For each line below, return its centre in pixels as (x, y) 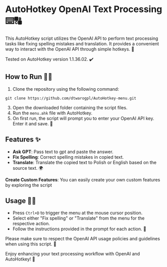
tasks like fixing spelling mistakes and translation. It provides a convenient (82, 43)
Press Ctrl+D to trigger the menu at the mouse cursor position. (77, 213)
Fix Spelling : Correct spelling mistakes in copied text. (68, 157)
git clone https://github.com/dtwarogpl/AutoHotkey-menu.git (71, 98)
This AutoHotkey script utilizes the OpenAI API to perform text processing (82, 38)
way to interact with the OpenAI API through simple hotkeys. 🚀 (70, 49)
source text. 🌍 (28, 168)
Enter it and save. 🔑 (33, 123)
